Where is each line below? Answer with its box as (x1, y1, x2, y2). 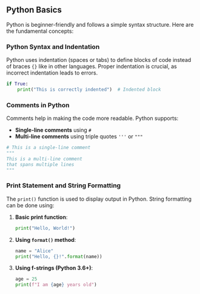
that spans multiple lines (6, 161, 75, 167)
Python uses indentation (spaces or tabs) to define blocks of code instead (6, 56, 192, 64)
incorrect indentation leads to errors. (6, 69, 98, 76)
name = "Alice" (15, 248, 54, 254)
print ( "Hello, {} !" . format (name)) (15, 253, 102, 259)
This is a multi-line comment (6, 156, 83, 162)
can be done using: (6, 201, 55, 209)
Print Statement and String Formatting (6, 181, 121, 190)
